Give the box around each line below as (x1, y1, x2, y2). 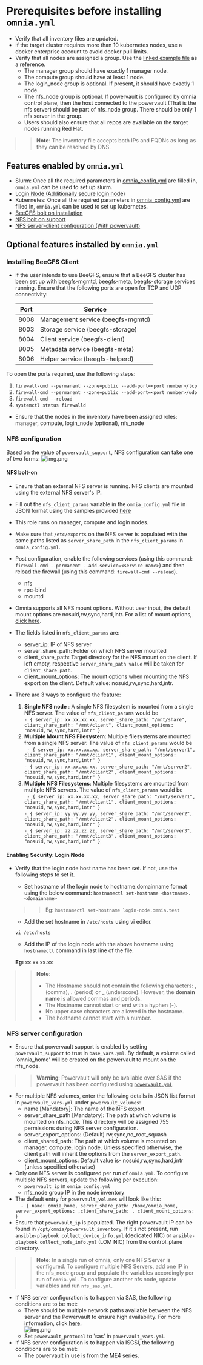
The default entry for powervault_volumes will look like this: (15, 1195, 161, 1203)
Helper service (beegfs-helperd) (40, 355, 135, 363)
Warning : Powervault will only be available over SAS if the (36, 1074, 182, 1081)
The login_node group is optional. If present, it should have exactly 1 (24, 80, 195, 87)
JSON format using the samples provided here (15, 507, 131, 514)
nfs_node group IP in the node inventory (24, 1189, 125, 1196)
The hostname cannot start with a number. (45, 1014, 151, 1022)
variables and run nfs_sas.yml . (36, 1282, 113, 1289)
